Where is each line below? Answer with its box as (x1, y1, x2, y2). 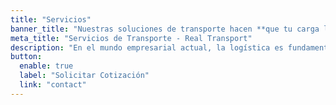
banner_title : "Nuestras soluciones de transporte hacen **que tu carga (10, 24, 320, 34)
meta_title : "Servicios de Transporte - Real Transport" (10, 33, 253, 43)
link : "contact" (19, 80, 87, 90)
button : (10, 52, 43, 62)
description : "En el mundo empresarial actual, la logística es (10, 42, 284, 53)
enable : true (19, 61, 74, 71)
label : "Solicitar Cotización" (19, 71, 150, 81)
